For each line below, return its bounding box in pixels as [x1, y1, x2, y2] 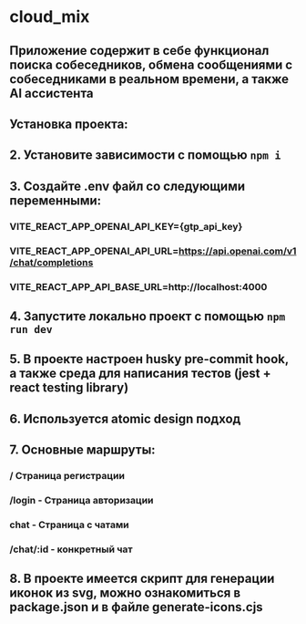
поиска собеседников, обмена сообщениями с [9, 57, 293, 72]
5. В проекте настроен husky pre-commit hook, [9, 351, 290, 367]
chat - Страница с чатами [9, 518, 129, 531]
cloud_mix [9, 6, 90, 27]
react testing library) [9, 380, 129, 396]
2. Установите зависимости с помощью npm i [9, 148, 281, 163]
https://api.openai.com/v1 [178, 244, 297, 257]
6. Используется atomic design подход [9, 411, 241, 426]
